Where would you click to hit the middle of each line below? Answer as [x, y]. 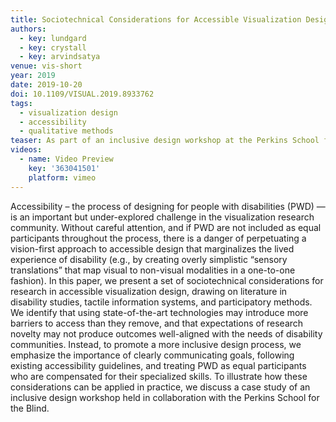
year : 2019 [33, 76]
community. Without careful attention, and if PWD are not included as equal [166, 227]
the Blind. [30, 408]
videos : [26, 150]
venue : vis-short [46, 66]
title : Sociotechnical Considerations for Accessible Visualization [156, 19]
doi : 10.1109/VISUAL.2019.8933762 [82, 94]
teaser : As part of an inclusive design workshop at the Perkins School [165, 141]
